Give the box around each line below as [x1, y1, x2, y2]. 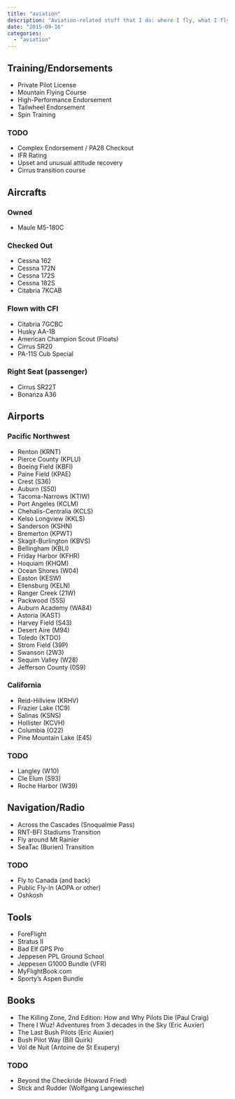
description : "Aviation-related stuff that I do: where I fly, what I [7, 17, 218, 24]
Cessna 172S [17, 271, 55, 280]
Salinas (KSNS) [17, 711, 62, 719]
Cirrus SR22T [17, 383, 57, 391]
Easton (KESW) [17, 574, 62, 582]
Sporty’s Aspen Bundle [17, 974, 84, 983]
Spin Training [17, 110, 56, 119]
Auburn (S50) [17, 484, 57, 493]
